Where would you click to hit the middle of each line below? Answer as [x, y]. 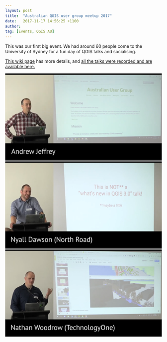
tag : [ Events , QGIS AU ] [30, 32]
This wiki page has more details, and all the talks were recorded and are [79, 61]
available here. [20, 67]
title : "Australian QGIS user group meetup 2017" [59, 16]
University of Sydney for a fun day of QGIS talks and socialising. [71, 52]
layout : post [19, 10]
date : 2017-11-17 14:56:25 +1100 [42, 21]
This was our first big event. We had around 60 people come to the [74, 46]
